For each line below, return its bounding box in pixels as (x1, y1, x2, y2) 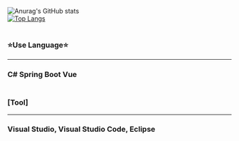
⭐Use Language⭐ (7, 40, 69, 50)
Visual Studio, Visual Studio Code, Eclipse (7, 125, 156, 135)
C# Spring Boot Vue (7, 70, 78, 80)
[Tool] (7, 98, 28, 108)
